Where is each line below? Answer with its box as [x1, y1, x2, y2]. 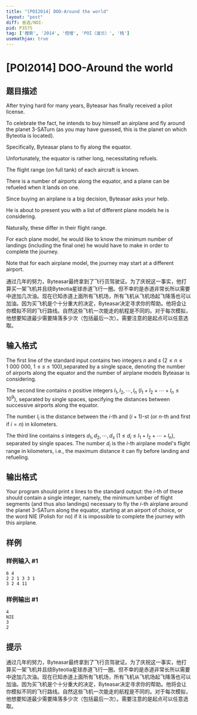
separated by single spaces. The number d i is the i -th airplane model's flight [6, 439, 191, 448]
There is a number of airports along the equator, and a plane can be [6, 177, 170, 184]
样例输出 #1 [6, 596, 38, 604]
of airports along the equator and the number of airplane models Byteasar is [6, 369, 190, 376]
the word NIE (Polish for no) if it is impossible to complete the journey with [6, 513, 185, 520]
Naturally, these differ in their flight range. [6, 224, 107, 231]
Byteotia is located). [6, 132, 55, 139]
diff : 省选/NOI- [6, 19, 44, 25]
